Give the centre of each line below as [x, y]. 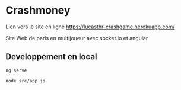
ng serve [16, 70]
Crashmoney [38, 10]
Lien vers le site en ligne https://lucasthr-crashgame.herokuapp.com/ [90, 27]
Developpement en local [51, 57]
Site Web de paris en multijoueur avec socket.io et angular [77, 38]
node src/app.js [26, 81]
